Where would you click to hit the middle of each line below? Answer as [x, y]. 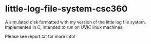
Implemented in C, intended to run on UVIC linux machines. [65, 27]
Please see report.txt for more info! [40, 36]
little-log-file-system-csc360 [66, 9]
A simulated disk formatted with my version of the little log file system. [75, 22]
